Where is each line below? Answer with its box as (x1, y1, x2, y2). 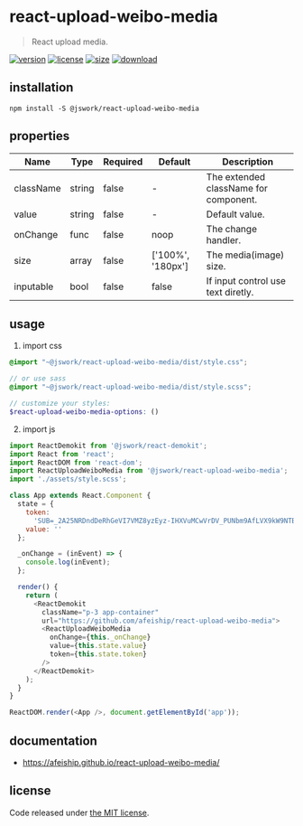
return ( (25, 590, 59, 600)
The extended (206, 170, 266, 183)
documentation (9, 733, 97, 748)
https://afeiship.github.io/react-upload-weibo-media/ (22, 756, 220, 767)
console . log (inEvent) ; (25, 558, 111, 567)
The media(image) (206, 249, 285, 261)
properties (9, 128, 70, 144)
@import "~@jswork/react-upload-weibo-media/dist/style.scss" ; (9, 382, 252, 392)
